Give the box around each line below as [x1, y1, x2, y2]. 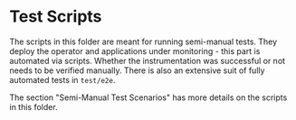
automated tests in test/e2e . [9, 74, 116, 85]
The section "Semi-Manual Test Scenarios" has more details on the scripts [9, 92, 288, 103]
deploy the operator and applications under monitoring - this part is [9, 45, 261, 56]
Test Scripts [9, 6, 102, 27]
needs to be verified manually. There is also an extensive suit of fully [9, 65, 265, 76]
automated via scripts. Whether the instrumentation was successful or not [9, 55, 286, 66]
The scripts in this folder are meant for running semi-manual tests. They [9, 36, 278, 47]
